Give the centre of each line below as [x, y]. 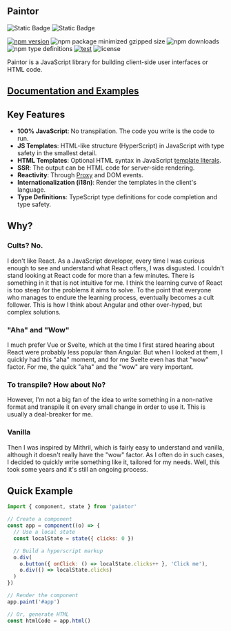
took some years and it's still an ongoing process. [78, 469]
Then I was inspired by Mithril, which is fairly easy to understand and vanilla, [115, 447]
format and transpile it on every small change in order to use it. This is [106, 407]
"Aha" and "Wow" [38, 330]
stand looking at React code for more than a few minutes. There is [101, 275]
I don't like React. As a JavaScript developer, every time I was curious [106, 261]
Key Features [36, 114]
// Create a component [40, 519]
